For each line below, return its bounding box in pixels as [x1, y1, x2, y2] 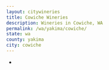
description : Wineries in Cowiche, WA [6, 20, 103, 26]
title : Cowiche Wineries [6, 14, 68, 20]
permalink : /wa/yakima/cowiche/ [6, 25, 87, 32]
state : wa [6, 31, 31, 37]
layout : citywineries [6, 8, 60, 15]
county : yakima [6, 36, 44, 42]
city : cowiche [6, 42, 42, 48]
